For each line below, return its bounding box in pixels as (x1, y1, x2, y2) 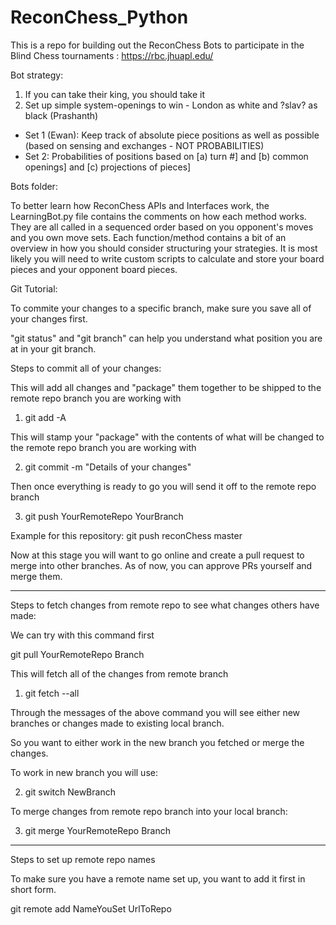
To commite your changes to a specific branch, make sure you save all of (10, 302, 312, 314)
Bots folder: (10, 180, 58, 192)
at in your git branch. (10, 342, 97, 355)
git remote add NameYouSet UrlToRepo (10, 902, 172, 915)
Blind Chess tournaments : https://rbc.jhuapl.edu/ (10, 49, 214, 61)
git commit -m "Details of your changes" (24, 461, 192, 473)
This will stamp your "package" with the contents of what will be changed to (10, 431, 325, 443)
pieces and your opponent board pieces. (10, 263, 178, 275)
